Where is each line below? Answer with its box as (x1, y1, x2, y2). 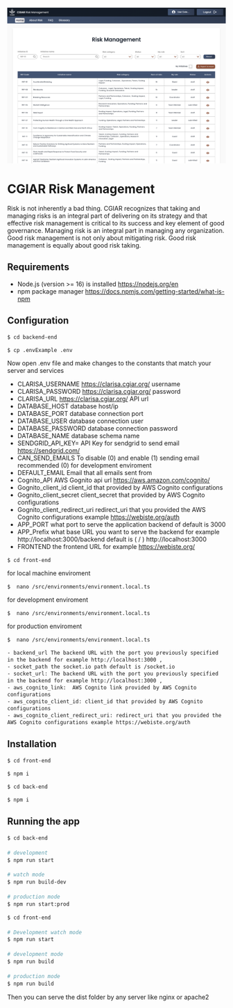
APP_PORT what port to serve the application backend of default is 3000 (17, 520, 226, 529)
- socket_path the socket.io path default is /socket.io (7, 664, 175, 671)
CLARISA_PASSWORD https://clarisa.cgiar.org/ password (17, 387, 181, 396)
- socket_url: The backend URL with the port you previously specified (7, 671, 218, 678)
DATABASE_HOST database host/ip (17, 402, 119, 410)
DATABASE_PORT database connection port (17, 410, 144, 418)
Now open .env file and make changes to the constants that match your (7, 359, 212, 367)
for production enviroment (7, 622, 82, 630)
